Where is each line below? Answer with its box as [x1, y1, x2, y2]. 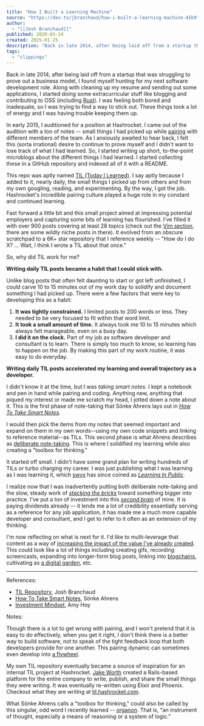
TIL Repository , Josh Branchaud [15, 588, 96, 595]
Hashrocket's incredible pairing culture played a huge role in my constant [6, 191, 190, 198]
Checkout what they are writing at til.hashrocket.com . [6, 688, 140, 695]
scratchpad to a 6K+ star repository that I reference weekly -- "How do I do [6, 235, 194, 242]
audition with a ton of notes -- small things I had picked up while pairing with [6, 127, 198, 135]
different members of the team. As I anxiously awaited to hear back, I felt [6, 134, 189, 141]
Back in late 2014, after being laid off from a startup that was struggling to [6, 70, 191, 78]
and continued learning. [6, 197, 66, 205]
